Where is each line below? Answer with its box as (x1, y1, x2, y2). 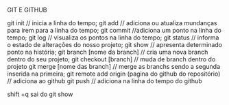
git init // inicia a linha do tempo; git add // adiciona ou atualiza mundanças (7, 19, 217, 27)
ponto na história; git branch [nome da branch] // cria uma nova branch (7, 48, 208, 56)
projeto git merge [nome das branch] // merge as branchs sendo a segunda (7, 63, 221, 70)
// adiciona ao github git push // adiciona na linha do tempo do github (7, 77, 202, 85)
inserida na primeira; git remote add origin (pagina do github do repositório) (7, 70, 221, 78)
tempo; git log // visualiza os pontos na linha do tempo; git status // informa (7, 33, 219, 42)
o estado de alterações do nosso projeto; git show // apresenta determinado (7, 41, 223, 48)
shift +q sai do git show (7, 90, 73, 98)
